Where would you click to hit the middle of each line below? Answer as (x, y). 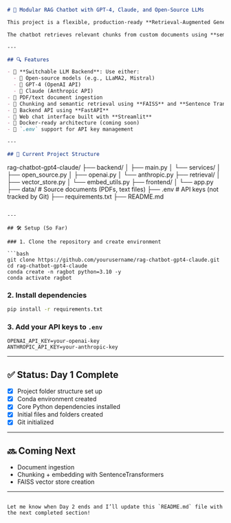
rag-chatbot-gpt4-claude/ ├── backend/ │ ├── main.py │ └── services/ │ (114, 167)
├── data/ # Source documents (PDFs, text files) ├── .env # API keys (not (113, 189)
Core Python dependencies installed (68, 407)
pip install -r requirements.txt (55, 309)
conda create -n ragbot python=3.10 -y (64, 271)
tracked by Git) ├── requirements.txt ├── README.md (86, 197)
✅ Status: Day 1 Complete (63, 375)
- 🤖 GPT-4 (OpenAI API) (47, 85)
